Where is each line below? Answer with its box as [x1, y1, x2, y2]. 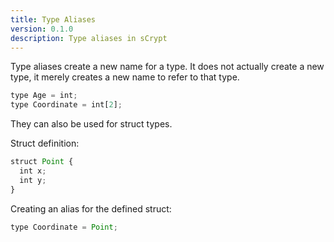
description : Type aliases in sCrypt [10, 33, 168, 43]
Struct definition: [10, 137, 80, 150]
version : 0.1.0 [10, 24, 74, 34]
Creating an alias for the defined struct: [10, 202, 172, 215]
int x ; [19, 166, 47, 176]
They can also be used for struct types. [10, 118, 173, 130]
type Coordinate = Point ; [10, 222, 118, 232]
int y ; [19, 175, 47, 185]
